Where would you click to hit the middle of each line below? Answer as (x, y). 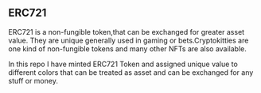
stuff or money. (33, 80)
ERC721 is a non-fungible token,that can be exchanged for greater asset (127, 32)
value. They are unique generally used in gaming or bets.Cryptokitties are (129, 40)
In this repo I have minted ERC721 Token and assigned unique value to (123, 64)
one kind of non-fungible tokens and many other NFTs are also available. (127, 48)
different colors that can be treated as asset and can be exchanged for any (131, 72)
